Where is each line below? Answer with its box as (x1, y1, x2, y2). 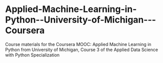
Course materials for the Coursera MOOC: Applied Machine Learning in (5, 41, 152, 47)
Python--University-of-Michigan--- (5, 14, 156, 25)
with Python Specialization (5, 51, 60, 58)
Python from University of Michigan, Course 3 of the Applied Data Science (5, 46, 159, 52)
